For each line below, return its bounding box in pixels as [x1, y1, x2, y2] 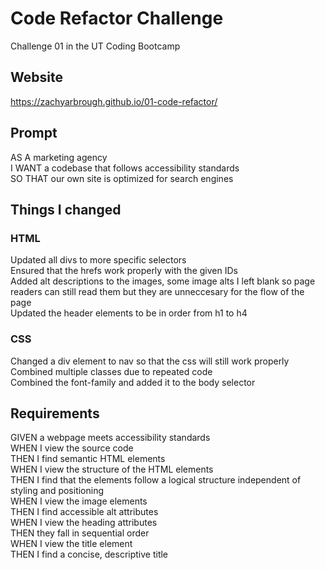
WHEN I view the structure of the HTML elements [10, 463, 214, 476]
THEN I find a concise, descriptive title [10, 548, 169, 561]
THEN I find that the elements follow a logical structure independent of [10, 474, 302, 486]
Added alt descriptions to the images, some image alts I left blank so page [10, 275, 316, 287]
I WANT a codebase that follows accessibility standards [10, 162, 240, 174]
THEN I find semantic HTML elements [10, 453, 166, 465]
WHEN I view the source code [10, 442, 134, 454]
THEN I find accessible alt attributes [10, 506, 159, 518]
